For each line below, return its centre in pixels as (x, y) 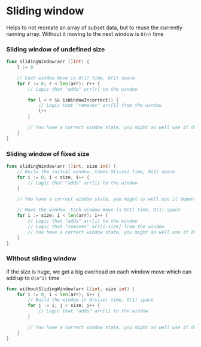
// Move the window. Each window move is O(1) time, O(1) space (99, 210)
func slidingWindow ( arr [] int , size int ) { (61, 166)
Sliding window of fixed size (48, 153)
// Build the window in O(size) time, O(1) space (91, 300)
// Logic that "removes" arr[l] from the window (100, 106)
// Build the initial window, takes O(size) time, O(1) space (96, 171)
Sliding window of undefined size (56, 49)
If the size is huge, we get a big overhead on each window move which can (99, 271)
